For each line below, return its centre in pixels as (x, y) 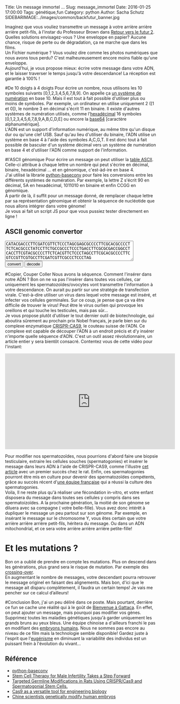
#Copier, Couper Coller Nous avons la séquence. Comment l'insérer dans (78, 274)
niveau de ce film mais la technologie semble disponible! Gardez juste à (76, 633)
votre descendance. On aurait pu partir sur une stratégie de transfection (77, 290)
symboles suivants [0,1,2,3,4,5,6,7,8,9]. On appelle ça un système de (73, 93)
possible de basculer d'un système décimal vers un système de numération (81, 145)
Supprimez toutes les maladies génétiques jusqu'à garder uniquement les (78, 617)
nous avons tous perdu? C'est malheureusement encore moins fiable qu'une (81, 58)
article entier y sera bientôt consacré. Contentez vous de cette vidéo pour (79, 341)
